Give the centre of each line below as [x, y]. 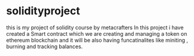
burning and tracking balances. [44, 46]
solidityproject [43, 11]
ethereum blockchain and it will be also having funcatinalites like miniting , [97, 40]
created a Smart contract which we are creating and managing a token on [97, 33]
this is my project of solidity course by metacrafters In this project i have [95, 27]
